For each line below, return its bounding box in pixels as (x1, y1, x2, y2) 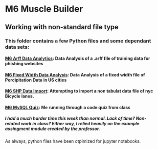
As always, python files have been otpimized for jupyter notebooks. (5, 138, 141, 144)
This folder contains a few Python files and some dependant (5, 37, 151, 44)
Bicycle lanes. (5, 93, 34, 99)
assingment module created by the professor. (5, 126, 100, 132)
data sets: (5, 43, 29, 50)
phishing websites (5, 61, 44, 67)
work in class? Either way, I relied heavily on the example (21, 121, 139, 127)
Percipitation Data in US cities (5, 77, 67, 83)
